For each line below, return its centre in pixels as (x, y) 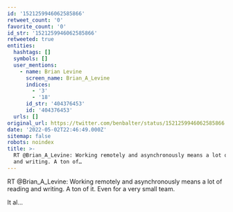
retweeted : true (31, 39)
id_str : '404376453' (55, 104)
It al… (15, 202)
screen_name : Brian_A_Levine (68, 78)
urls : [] (26, 116)
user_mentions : (35, 65)
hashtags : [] (32, 53)
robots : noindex (31, 143)
